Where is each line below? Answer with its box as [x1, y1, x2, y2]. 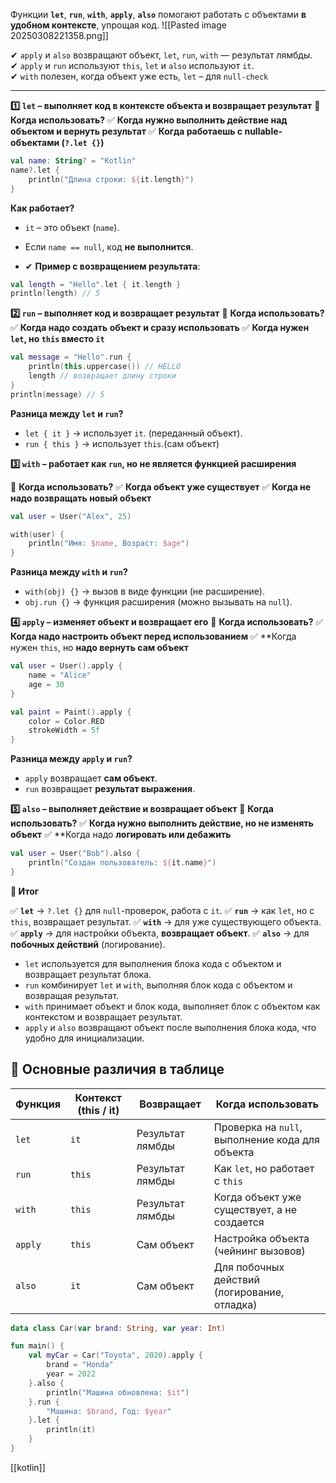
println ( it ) [46, 1425, 97, 1435]
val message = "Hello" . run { [10, 352, 132, 363]
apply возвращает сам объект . [24, 772, 158, 784]
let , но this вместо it [10, 333, 105, 345]
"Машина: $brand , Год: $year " [46, 1406, 172, 1416]
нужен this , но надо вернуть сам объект [10, 642, 189, 654]
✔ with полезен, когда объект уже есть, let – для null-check [10, 70, 269, 82]
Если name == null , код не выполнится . [24, 240, 194, 253]
